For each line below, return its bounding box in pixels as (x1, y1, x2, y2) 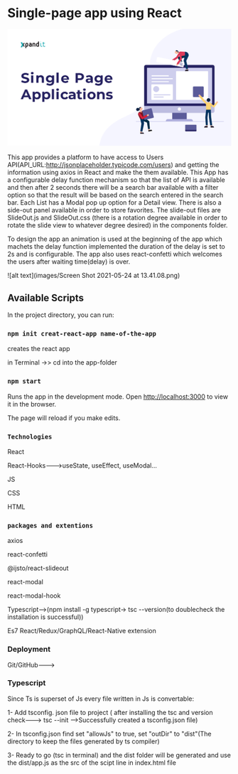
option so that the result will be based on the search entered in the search (7, 190, 224, 200)
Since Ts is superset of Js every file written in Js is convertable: (7, 694, 195, 703)
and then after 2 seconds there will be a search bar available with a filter (7, 183, 219, 192)
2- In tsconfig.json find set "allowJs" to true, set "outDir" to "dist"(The (7, 729, 212, 738)
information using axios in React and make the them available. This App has (7, 168, 229, 177)
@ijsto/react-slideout (7, 564, 69, 573)
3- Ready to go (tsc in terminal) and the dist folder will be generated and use (7, 751, 232, 759)
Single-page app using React (7, 5, 183, 21)
